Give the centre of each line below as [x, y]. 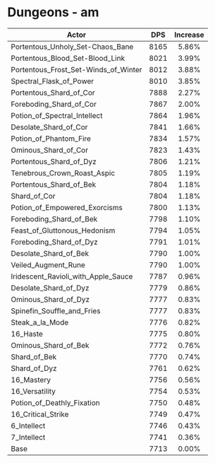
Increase [189, 35]
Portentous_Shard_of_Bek [54, 184]
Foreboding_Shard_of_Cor [54, 104]
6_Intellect [28, 426]
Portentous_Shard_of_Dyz [54, 161]
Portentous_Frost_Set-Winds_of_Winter [76, 69]
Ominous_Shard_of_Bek [50, 345]
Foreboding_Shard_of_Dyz [55, 242]
